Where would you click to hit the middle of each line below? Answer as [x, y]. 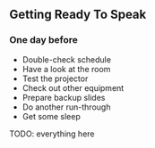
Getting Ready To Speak [78, 15]
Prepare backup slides [64, 97]
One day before [43, 40]
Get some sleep [51, 116]
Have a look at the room [66, 69]
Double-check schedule [67, 59]
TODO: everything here [52, 134]
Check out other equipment [73, 87]
